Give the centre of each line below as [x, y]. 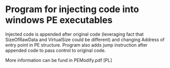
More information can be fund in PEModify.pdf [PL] [59, 60]
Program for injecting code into [72, 9]
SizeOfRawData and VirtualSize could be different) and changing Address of [85, 40]
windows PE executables [59, 20]
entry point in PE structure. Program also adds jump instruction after [77, 45]
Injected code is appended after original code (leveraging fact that [74, 34]
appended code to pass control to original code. [56, 50]
